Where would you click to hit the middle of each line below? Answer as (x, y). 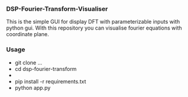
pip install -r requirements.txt (50, 81)
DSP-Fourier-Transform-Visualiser (57, 9)
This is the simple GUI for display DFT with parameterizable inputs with (93, 22)
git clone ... (29, 62)
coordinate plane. (28, 34)
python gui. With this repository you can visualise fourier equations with (94, 28)
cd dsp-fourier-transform (46, 69)
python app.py (32, 88)
